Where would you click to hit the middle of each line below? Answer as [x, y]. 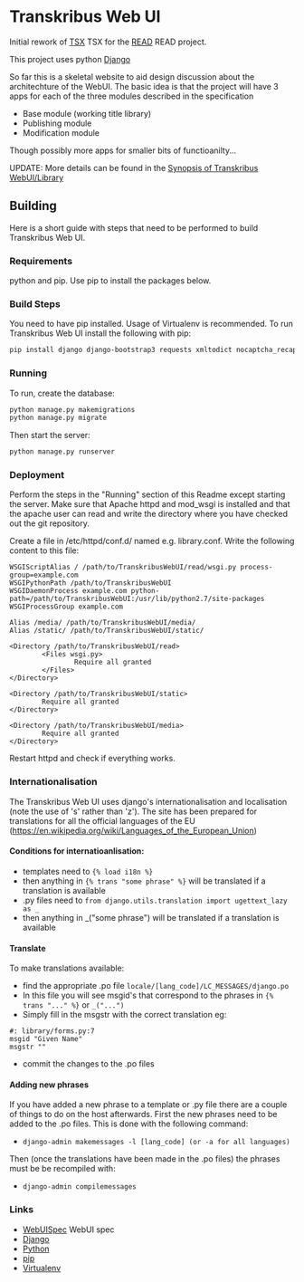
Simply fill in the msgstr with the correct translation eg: [124, 1015]
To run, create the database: [62, 393]
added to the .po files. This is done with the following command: [129, 1124]
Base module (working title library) [87, 113]
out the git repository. [50, 523]
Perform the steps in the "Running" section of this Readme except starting [147, 494]
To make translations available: [67, 968]
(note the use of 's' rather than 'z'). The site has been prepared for [133, 811]
